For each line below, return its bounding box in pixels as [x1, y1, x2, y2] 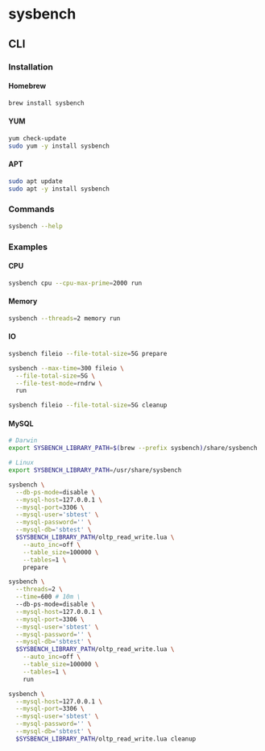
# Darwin [8, 436, 38, 444]
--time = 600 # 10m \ [15, 593, 81, 601]
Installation [8, 61, 54, 73]
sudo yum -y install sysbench [8, 142, 110, 150]
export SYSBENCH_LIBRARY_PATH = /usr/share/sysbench [8, 466, 182, 474]
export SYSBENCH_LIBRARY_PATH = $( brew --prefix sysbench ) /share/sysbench [8, 444, 258, 453]
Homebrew [8, 81, 47, 91]
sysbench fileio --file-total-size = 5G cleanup [8, 401, 168, 410]
